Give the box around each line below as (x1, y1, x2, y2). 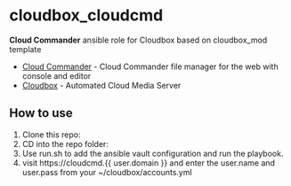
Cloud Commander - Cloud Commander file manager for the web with (21, 61, 279, 72)
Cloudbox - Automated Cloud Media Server (21, 80, 182, 90)
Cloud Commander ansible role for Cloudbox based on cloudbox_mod (9, 35, 268, 45)
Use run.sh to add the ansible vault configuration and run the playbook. (21, 148, 284, 159)
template (9, 43, 42, 54)
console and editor (21, 70, 92, 81)
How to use (9, 105, 73, 120)
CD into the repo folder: (21, 138, 109, 149)
